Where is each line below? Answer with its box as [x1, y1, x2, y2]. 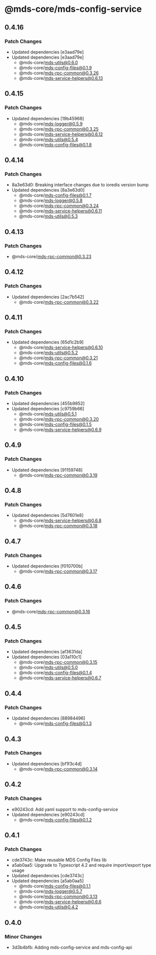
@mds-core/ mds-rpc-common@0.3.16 [11, 609, 90, 614]
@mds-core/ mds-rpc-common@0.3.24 [19, 203, 99, 209]
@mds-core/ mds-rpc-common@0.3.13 [19, 893, 98, 900]
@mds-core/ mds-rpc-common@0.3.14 [19, 766, 98, 772]
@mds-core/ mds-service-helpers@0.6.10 [19, 344, 104, 350]
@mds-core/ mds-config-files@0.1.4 [19, 670, 92, 676]
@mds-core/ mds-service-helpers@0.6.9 [19, 427, 102, 432]
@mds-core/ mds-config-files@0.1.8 [19, 141, 92, 147]
